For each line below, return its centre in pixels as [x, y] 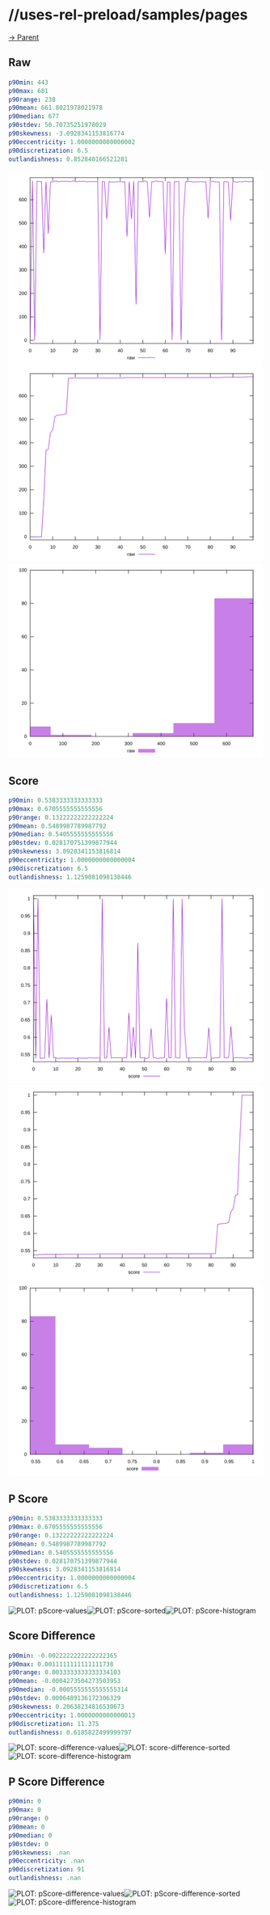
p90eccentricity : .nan [46, 1861]
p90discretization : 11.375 [54, 1723]
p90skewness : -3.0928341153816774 [67, 133]
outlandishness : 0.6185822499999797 [70, 1732]
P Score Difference [57, 1781]
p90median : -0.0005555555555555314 [68, 1690]
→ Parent [24, 37]
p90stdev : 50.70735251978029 [57, 125]
